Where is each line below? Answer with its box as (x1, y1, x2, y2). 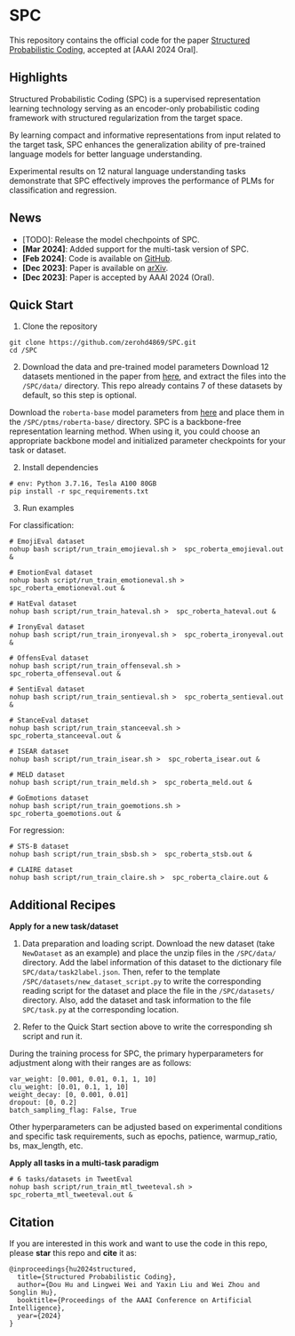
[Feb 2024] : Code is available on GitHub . (21, 252, 173, 263)
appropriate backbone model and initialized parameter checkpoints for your (9, 436, 286, 446)
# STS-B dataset (9, 842, 69, 852)
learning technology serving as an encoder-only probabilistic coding (9, 103, 260, 114)
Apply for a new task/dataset (9, 921, 119, 932)
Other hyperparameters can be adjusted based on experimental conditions (9, 1122, 283, 1132)
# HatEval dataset (9, 599, 77, 609)
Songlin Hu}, (9, 1288, 58, 1297)
